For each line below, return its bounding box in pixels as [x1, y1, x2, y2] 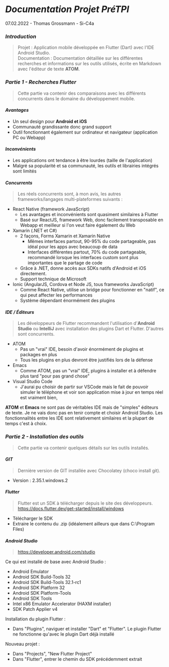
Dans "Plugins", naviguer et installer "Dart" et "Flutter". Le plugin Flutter [12, 626, 161, 632]
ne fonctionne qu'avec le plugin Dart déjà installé [12, 631, 115, 637]
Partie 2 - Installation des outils [5, 433, 84, 440]
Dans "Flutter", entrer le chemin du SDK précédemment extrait [12, 656, 142, 662]
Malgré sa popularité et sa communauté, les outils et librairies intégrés [12, 162, 159, 169]
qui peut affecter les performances [20, 292, 93, 298]
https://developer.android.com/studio [17, 549, 95, 555]
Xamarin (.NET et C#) [12, 228, 57, 234]
